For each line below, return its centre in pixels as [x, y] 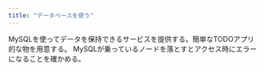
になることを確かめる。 [47, 58]
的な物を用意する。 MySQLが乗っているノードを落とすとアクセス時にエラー [133, 49]
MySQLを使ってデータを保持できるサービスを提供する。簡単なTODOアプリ [132, 39]
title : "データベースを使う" [51, 15]
